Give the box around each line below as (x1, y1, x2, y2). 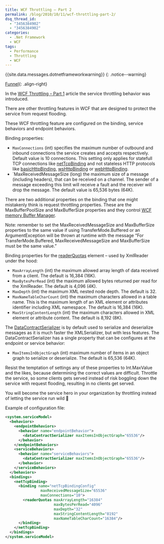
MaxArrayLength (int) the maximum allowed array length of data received (12, 268, 159, 273)
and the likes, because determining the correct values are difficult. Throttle (5, 370, 158, 376)
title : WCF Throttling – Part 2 (5, 7, 72, 12)
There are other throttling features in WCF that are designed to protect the (5, 106, 156, 111)
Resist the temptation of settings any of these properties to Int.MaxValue (5, 365, 153, 371)
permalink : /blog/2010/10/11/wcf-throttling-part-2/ (5, 12, 116, 17)
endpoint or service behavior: (5, 340, 65, 346)
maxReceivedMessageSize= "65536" (40, 489, 107, 493)
